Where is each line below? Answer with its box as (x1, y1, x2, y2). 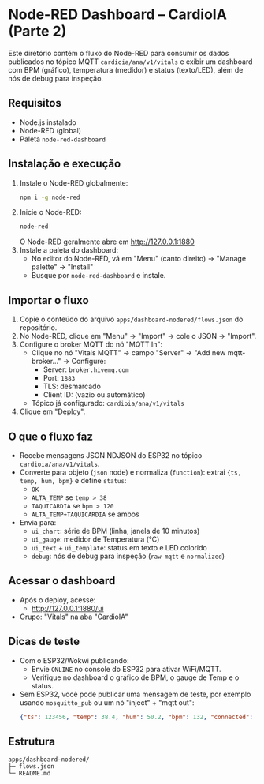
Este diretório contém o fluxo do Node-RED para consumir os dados (8, 48, 229, 58)
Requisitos (8, 96, 61, 110)
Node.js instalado (19, 117, 77, 127)
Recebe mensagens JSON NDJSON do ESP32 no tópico (19, 450, 203, 460)
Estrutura (8, 734, 56, 748)
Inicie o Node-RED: (19, 208, 82, 217)
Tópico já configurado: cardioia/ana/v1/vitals (31, 399, 185, 408)
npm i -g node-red (19, 193, 80, 201)
